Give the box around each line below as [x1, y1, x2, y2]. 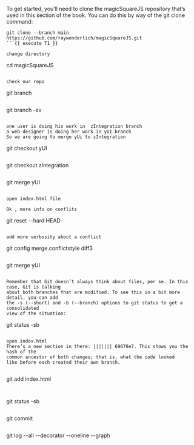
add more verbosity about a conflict [6, 234, 102, 240]
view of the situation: [6, 310, 67, 316]
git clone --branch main [6, 30, 69, 36]
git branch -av [6, 106, 42, 113]
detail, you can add [6, 295, 59, 301]
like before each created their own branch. [6, 360, 121, 366]
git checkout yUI [6, 145, 47, 152]
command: [6, 18, 33, 25]
